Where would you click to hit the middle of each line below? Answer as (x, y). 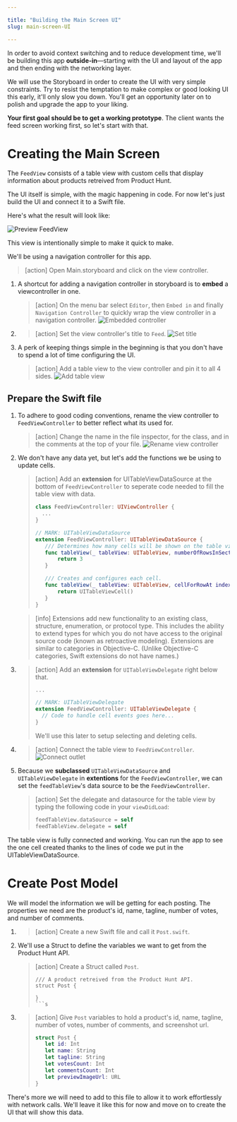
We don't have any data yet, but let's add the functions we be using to (119, 458)
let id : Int (62, 1044)
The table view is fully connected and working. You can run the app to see (115, 840)
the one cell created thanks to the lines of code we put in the (96, 847)
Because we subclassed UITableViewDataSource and (94, 770)
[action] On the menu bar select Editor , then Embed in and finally (129, 305)
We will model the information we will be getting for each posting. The (109, 903)
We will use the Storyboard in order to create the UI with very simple (107, 81)
